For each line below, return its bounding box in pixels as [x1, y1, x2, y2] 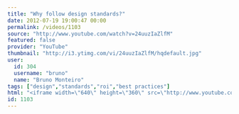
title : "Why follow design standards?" [7, 10, 126, 18]
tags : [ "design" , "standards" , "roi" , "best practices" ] [7, 83, 171, 90]
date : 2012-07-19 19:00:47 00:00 [7, 17, 107, 24]
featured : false [7, 37, 55, 44]
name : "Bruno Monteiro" [14, 76, 84, 84]
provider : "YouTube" [7, 43, 69, 50]
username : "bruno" [14, 69, 69, 76]
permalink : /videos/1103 [7, 23, 81, 30]
